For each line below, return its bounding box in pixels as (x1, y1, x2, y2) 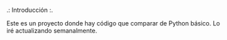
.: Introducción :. (6, 6, 53, 14)
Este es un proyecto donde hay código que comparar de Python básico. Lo (6, 19, 221, 27)
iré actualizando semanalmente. (6, 27, 98, 34)
